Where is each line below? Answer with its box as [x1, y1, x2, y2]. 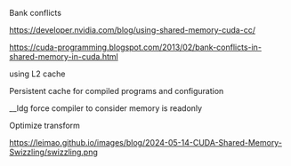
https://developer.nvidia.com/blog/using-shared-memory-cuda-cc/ [9, 25, 256, 35]
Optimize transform [9, 120, 80, 130]
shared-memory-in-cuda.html [9, 51, 118, 61]
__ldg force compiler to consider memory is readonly [9, 103, 203, 114]
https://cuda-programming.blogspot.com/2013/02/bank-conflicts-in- [9, 42, 263, 52]
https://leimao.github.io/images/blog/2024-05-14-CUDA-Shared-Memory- [9, 138, 283, 147]
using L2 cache [9, 68, 66, 79]
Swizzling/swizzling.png [9, 146, 98, 157]
